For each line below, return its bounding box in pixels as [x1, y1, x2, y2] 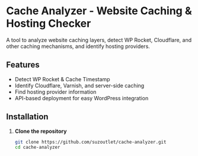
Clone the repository [14, 128, 67, 135]
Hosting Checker [6, 17, 91, 30]
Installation [6, 112, 49, 122]
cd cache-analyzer [14, 144, 60, 151]
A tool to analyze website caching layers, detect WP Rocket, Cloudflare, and [6, 36, 192, 43]
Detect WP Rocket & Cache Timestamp [14, 75, 111, 82]
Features [6, 60, 40, 70]
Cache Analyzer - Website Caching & [6, 4, 193, 18]
